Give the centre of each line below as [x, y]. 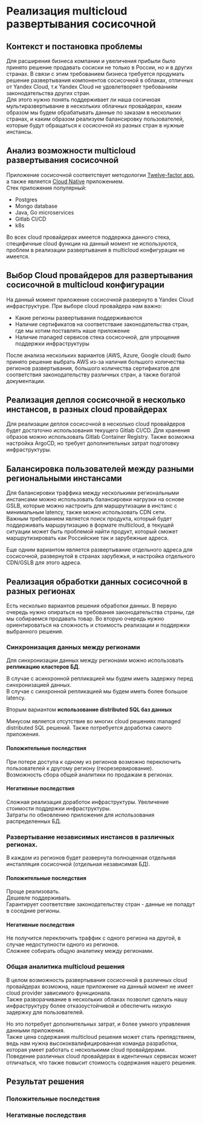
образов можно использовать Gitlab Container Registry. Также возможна [100, 437]
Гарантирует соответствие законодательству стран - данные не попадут [101, 904]
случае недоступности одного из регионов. [63, 944]
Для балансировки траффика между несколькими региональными [93, 493]
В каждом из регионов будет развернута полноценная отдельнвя [91, 858]
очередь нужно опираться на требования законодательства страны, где [100, 612]
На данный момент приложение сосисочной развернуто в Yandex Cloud [100, 299]
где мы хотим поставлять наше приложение [72, 330]
